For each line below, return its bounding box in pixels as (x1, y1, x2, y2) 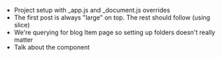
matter (13, 36, 34, 44)
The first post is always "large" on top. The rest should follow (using (13, 13, 211, 22)
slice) (13, 21, 30, 29)
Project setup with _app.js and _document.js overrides (13, 6, 170, 14)
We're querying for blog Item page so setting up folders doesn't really (13, 28, 216, 36)
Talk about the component (13, 43, 90, 51)
